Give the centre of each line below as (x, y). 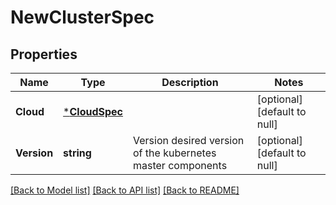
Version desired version (189, 140)
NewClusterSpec (82, 17)
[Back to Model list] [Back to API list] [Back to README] (125, 190)
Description (190, 82)
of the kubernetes (175, 153)
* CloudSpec (93, 111)
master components (180, 165)
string (77, 153)
